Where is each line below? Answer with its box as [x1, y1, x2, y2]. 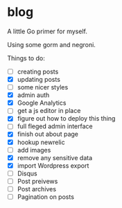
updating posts [17, 76, 61, 83]
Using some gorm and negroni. [7, 40, 96, 49]
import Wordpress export [17, 161, 89, 170]
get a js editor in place [17, 107, 81, 115]
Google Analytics [17, 98, 67, 107]
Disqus [17, 169, 37, 177]
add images [17, 146, 51, 154]
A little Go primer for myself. [7, 27, 88, 35]
